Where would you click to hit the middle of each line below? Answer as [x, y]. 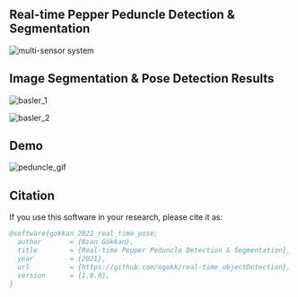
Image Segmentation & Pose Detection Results [142, 79]
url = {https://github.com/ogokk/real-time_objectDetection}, [154, 267]
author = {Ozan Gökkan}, [76, 242]
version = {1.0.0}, [64, 275]
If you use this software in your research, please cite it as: [116, 217]
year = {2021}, [61, 258]
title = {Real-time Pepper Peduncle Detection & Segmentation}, [154, 250]
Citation [32, 195]
